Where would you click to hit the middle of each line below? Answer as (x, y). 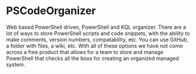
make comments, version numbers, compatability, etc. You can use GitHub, (97, 39)
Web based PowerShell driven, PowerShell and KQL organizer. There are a (96, 27)
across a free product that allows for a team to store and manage (85, 52)
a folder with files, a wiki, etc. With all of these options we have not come (95, 46)
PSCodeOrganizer (51, 11)
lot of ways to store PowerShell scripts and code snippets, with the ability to (98, 33)
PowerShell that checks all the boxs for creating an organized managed (93, 58)
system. (16, 64)
